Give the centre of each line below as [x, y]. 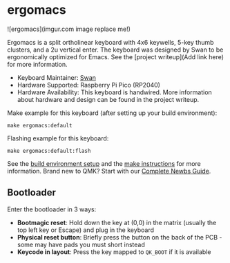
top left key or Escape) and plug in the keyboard [85, 230]
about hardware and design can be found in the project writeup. [108, 99]
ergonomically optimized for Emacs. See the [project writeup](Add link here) [116, 56]
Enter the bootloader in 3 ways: [52, 209]
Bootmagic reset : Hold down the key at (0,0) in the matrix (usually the [117, 222]
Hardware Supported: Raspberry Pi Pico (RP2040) [89, 85]
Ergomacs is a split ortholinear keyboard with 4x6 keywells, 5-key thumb [111, 42]
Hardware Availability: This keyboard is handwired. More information [114, 92]
